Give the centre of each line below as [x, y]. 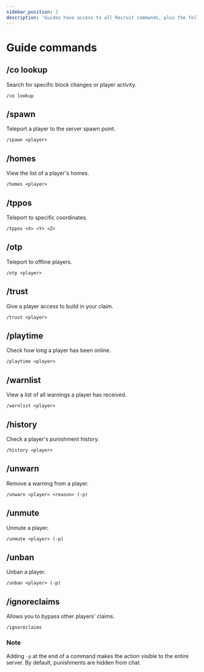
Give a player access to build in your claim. [60, 306]
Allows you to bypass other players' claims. [60, 616]
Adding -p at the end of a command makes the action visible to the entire [98, 656]
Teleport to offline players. [39, 262]
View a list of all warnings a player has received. [66, 395]
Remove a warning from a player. [48, 483]
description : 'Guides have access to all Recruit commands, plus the [96, 18]
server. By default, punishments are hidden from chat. [74, 662]
